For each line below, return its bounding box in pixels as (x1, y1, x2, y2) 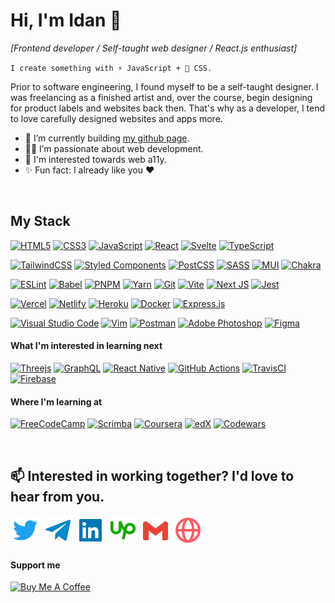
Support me (10, 559, 61, 571)
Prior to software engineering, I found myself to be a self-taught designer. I (10, 80, 319, 93)
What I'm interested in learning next (10, 340, 163, 352)
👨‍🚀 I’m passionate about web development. (24, 142, 204, 154)
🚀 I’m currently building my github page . (24, 132, 190, 144)
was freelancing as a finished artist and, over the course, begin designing (10, 91, 313, 103)
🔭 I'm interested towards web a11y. (24, 153, 167, 165)
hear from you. (10, 488, 105, 505)
